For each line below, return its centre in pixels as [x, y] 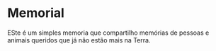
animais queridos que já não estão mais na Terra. [79, 40]
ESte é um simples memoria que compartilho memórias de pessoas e [108, 33]
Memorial [36, 13]
